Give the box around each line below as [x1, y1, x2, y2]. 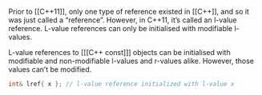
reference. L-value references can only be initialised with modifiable [8, 24, 233, 33]
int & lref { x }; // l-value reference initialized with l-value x [8, 80, 235, 88]
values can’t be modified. [8, 65, 92, 74]
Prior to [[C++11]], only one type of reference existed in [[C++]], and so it [8, 7, 250, 16]
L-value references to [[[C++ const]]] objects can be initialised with [8, 48, 231, 57]
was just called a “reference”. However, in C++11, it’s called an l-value [8, 15, 237, 25]
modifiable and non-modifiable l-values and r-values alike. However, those [8, 56, 255, 65]
